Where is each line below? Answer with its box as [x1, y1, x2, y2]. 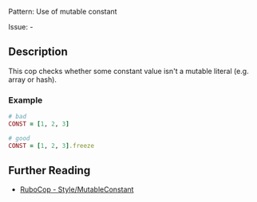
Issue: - [8, 22, 34, 31]
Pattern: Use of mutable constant [8, 7, 117, 16]
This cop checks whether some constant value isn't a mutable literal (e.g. [8, 66, 249, 76]
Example [8, 95, 43, 106]
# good [8, 134, 30, 142]
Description [8, 45, 68, 59]
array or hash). [8, 75, 57, 84]
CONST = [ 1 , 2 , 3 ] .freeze [8, 142, 94, 150]
